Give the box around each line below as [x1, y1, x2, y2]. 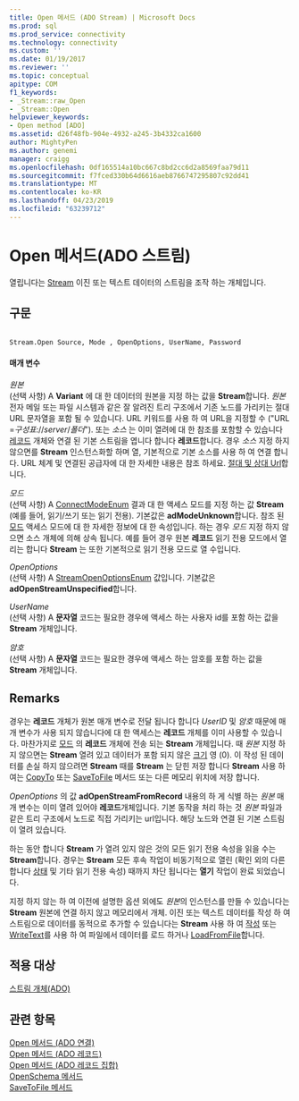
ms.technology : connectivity [9, 38, 118, 47]
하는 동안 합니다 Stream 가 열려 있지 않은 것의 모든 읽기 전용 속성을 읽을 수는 [9, 843, 277, 854]
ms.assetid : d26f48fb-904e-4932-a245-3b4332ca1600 [9, 130, 202, 139]
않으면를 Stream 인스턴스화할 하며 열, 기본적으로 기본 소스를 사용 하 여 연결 [9, 446, 272, 457]
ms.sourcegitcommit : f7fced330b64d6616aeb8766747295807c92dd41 [9, 171, 250, 180]
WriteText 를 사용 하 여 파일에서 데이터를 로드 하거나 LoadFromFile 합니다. [9, 929, 265, 940]
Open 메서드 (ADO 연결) [9, 1037, 96, 1048]
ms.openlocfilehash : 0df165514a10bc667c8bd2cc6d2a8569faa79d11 [9, 163, 250, 172]
